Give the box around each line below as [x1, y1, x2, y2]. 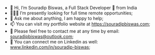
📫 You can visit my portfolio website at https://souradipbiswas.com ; [9, 21, 151, 27]
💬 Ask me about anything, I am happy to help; [9, 15, 104, 21]
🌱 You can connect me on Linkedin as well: [9, 39, 98, 44]
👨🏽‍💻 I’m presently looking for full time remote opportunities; [9, 10, 133, 16]
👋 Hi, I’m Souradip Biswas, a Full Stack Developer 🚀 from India [9, 5, 137, 10]
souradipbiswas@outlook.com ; [9, 33, 74, 39]
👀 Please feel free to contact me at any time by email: [9, 28, 120, 34]
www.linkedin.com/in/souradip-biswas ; [9, 44, 91, 50]
